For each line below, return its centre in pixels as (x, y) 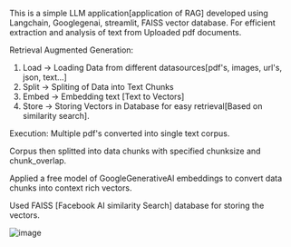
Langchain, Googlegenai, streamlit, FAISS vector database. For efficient (143, 23)
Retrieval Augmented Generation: (72, 50)
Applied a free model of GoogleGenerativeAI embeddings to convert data (146, 178)
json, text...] (45, 77)
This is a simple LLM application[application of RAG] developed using (139, 13)
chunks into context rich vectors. (71, 188)
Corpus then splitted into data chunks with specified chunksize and (135, 151)
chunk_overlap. (38, 161)
